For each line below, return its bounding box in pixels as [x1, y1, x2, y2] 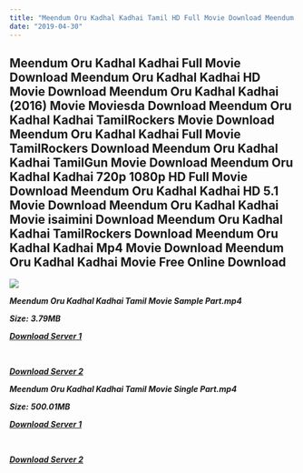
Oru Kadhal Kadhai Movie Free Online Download [9, 254, 287, 269]
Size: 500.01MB [9, 401, 71, 412]
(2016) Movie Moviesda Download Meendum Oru [9, 97, 292, 114]
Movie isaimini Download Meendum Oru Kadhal [9, 211, 283, 227]
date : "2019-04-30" [9, 22, 83, 31]
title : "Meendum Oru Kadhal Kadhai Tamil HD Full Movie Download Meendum [9, 13, 295, 23]
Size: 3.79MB [9, 313, 62, 324]
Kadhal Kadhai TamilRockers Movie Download [9, 112, 275, 127]
